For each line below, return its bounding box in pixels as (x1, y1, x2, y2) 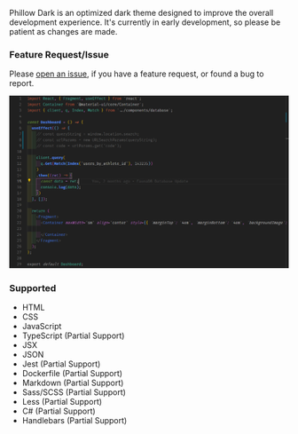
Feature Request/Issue (9, 48, 109, 60)
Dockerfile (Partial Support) (21, 368, 122, 379)
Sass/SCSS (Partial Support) (21, 387, 127, 398)
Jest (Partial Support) (21, 359, 101, 369)
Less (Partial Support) (21, 397, 103, 407)
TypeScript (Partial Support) (21, 330, 125, 341)
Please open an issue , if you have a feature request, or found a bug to (9, 68, 264, 79)
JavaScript (21, 321, 62, 332)
